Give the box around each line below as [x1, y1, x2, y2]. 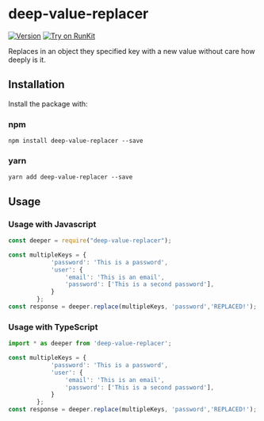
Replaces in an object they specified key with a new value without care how [8, 46, 255, 56]
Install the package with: [8, 98, 89, 108]
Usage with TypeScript [8, 321, 98, 332]
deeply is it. [8, 55, 46, 64]
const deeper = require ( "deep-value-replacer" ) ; [8, 237, 172, 245]
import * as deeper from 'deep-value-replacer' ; [8, 339, 172, 348]
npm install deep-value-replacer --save [8, 137, 144, 145]
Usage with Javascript [8, 218, 97, 230]
